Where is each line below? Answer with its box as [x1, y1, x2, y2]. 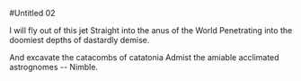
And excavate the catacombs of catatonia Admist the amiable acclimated [9, 52, 280, 62]
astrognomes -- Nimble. [9, 62, 99, 72]
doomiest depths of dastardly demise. [9, 35, 150, 45]
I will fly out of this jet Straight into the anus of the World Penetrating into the [9, 25, 293, 35]
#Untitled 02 [9, 8, 56, 18]
